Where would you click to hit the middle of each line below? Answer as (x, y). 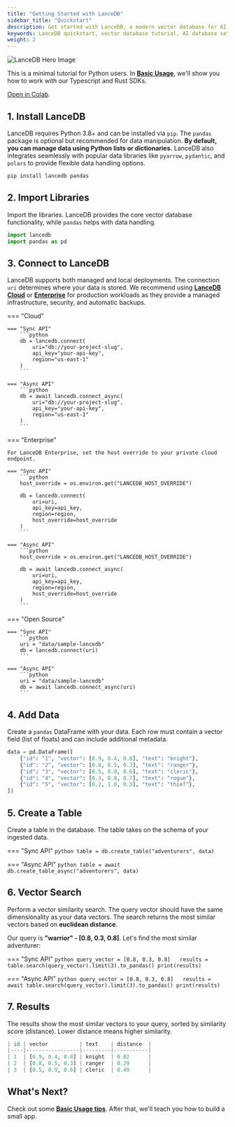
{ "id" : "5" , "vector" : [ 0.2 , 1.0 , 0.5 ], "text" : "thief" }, (108, 785)
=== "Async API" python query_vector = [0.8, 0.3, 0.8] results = (109, 978)
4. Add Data (33, 715)
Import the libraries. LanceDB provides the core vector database (100, 214)
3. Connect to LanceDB (58, 263)
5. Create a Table (45, 813)
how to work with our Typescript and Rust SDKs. (77, 81)
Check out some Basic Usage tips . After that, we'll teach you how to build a (116, 1109)
